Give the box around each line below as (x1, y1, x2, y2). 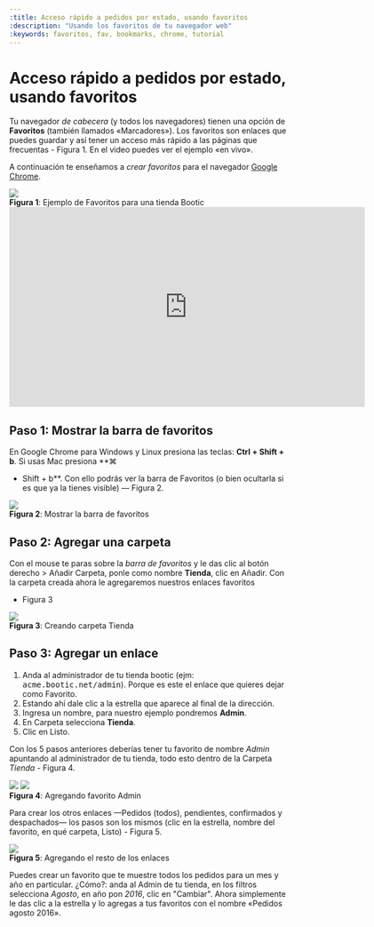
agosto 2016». (9, 907, 61, 918)
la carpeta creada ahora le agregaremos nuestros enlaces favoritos (9, 577, 256, 587)
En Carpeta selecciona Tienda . (21, 716, 136, 727)
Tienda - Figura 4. (9, 762, 76, 773)
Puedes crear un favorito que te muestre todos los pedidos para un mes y (9, 869, 279, 880)
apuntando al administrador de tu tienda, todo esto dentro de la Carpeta (9, 753, 273, 763)
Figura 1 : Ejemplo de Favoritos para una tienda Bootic (9, 197, 204, 208)
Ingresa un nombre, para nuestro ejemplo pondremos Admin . (21, 707, 247, 718)
